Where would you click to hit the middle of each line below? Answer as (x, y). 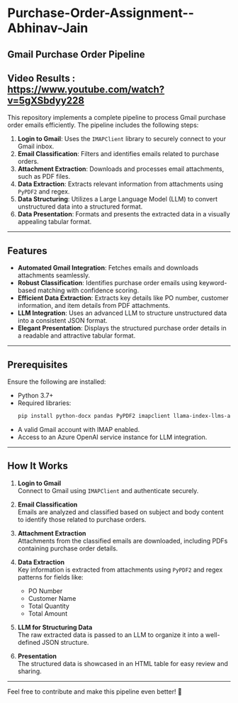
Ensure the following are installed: (57, 382)
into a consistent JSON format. (62, 321)
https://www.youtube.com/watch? (86, 89)
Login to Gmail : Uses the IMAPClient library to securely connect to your (122, 139)
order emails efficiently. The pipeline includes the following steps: (103, 125)
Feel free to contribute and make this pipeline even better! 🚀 (95, 691)
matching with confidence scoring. (89, 290)
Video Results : (41, 78)
